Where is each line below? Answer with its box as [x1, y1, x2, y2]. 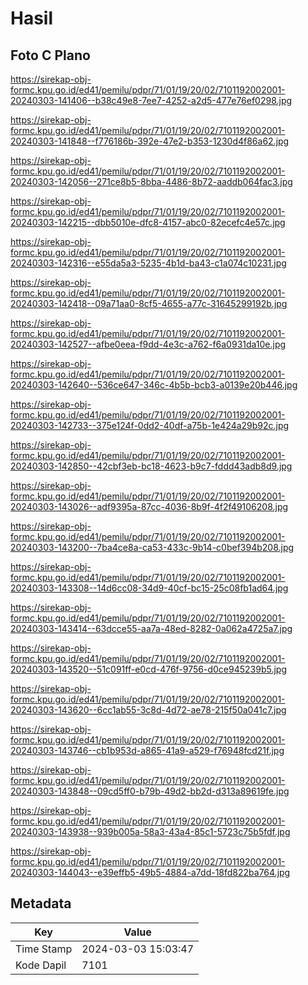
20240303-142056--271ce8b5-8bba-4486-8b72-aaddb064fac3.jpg [10, 176, 293, 187]
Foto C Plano [10, 47, 91, 64]
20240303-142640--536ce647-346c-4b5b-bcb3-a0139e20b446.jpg [10, 379, 298, 391]
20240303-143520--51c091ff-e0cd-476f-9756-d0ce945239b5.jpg [10, 663, 287, 675]
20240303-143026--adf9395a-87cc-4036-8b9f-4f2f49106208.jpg [10, 501, 289, 512]
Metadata [10, 895, 72, 912]
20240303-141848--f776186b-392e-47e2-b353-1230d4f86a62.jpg [10, 135, 290, 147]
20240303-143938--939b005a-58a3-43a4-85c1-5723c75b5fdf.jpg [10, 826, 291, 837]
